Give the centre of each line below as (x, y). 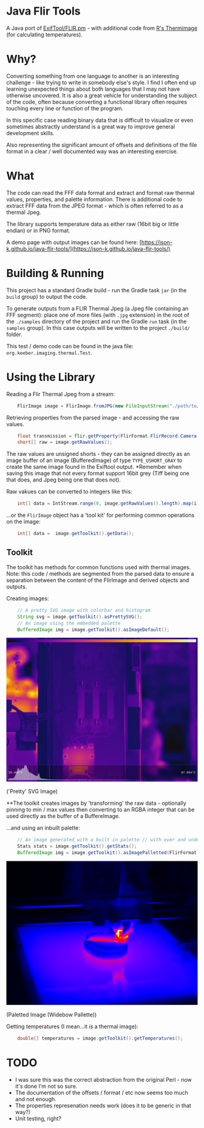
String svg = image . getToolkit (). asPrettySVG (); (80, 617)
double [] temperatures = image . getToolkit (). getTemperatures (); (100, 1039)
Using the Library (51, 377)
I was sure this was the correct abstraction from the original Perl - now (104, 1079)
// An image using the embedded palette (69, 623)
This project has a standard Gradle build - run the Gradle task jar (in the (97, 290)
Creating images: (28, 598)
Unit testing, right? (38, 1118)
